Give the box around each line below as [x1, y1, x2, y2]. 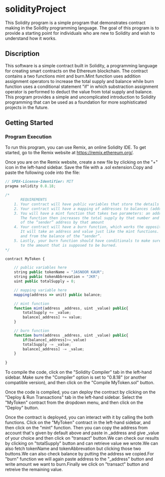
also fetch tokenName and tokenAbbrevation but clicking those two [5, 446, 141, 451]
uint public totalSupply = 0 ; [14, 279, 76, 284]
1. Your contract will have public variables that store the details [14, 201, 160, 207]
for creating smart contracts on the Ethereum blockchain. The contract [5, 68, 148, 74]
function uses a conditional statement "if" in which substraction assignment [5, 84, 159, 89]
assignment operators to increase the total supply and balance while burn [5, 78, 154, 84]
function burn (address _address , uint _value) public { [14, 333, 129, 337]
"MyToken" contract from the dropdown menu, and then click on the [5, 399, 143, 406]
